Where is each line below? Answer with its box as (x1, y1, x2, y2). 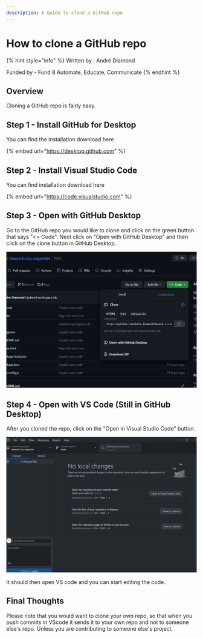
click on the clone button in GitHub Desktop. (6, 240, 117, 247)
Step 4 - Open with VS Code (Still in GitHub (6, 400, 171, 409)
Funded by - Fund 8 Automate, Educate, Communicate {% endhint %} (6, 69, 180, 76)
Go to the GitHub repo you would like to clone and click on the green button (6, 226, 195, 233)
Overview (6, 86, 44, 96)
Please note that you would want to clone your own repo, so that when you (6, 612, 193, 619)
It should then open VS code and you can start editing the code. (6, 578, 166, 585)
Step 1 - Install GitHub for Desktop (6, 119, 137, 130)
